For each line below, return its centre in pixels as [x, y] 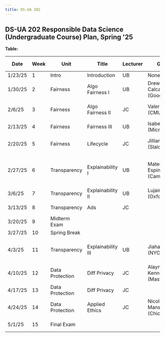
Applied [96, 304]
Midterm [60, 218]
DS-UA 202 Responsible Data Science [64, 30]
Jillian [154, 141]
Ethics [94, 311]
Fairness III [100, 127]
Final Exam [63, 325]
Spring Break [65, 233]
